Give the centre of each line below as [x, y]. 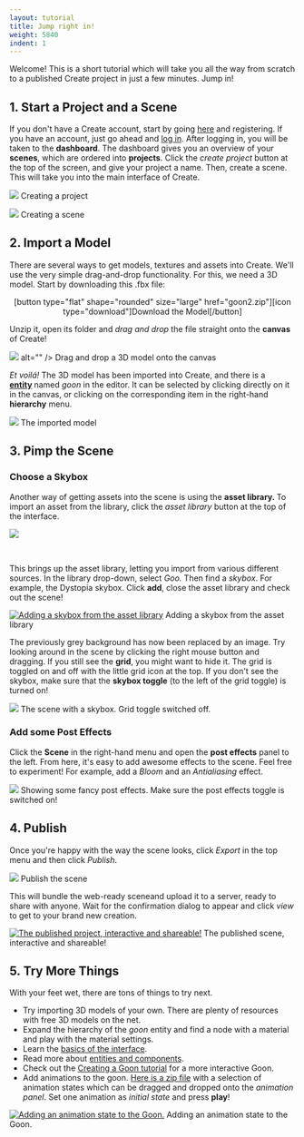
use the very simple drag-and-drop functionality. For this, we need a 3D [144, 274]
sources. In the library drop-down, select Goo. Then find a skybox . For [141, 578]
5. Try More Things [64, 971]
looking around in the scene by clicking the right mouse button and [135, 652]
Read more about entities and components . [103, 1059]
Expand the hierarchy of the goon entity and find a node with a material [156, 1030]
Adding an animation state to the [227, 1115]
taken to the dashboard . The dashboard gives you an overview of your [142, 148]
